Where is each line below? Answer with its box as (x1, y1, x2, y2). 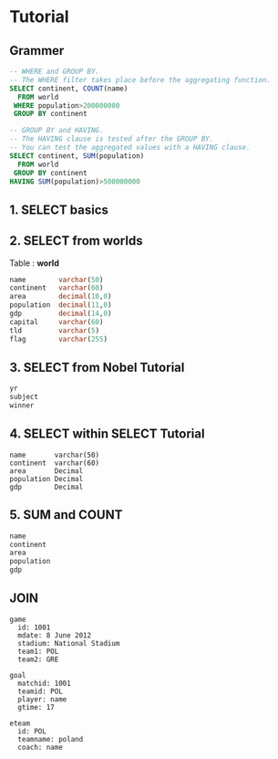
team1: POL (17, 647, 59, 656)
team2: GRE (17, 655, 59, 664)
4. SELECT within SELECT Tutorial (9, 427, 205, 442)
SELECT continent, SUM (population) (9, 151, 145, 161)
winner (9, 401, 35, 410)
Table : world (9, 258, 59, 269)
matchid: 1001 (17, 679, 71, 688)
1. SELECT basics (9, 202, 109, 217)
